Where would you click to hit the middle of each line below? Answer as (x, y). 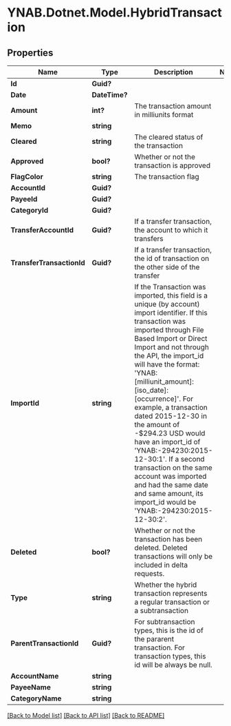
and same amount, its (169, 494)
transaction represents (170, 593)
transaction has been (168, 539)
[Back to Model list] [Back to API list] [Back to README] (86, 715)
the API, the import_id (169, 356)
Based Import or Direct (170, 339)
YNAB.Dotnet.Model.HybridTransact (114, 13)
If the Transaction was (170, 287)
